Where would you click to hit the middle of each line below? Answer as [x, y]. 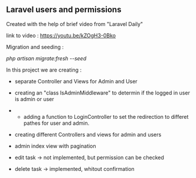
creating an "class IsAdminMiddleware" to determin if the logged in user [102, 93]
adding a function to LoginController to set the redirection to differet [106, 116]
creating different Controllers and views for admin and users [88, 134]
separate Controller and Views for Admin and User [76, 81]
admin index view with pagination [55, 146]
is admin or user [34, 99]
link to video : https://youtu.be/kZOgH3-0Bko [61, 35]
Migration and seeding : [35, 47]
